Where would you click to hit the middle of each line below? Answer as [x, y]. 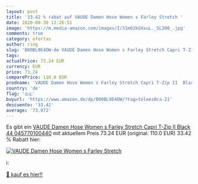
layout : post [22, 11]
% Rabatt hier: [24, 140]
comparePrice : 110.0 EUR [37, 77]
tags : [13, 55]
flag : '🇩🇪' [21, 94]
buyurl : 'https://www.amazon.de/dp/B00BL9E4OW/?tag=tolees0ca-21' [89, 99]
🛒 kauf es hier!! [24, 175]
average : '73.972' [29, 110]
